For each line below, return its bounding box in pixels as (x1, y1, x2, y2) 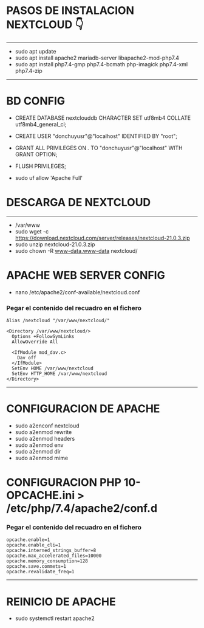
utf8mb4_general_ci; (15, 120, 67, 128)
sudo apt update (15, 47, 56, 55)
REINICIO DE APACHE (6, 595, 117, 609)
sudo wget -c (15, 227, 49, 235)
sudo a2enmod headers (15, 435, 75, 442)
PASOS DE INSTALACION (6, 4, 135, 18)
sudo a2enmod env (15, 441, 64, 449)
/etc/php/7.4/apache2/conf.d (6, 502, 158, 516)
